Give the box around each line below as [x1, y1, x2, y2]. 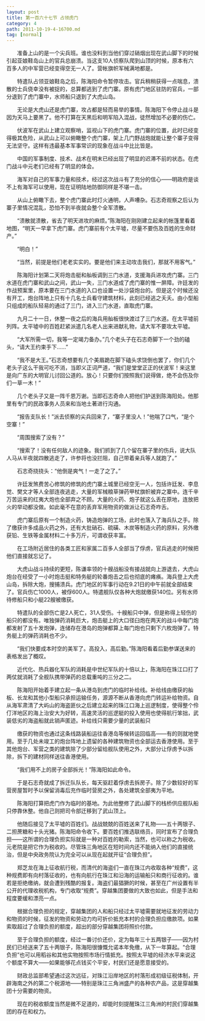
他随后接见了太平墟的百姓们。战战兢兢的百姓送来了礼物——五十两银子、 [16, 820, 199, 827]
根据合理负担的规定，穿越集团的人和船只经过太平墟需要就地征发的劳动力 [16, 908, 199, 915]
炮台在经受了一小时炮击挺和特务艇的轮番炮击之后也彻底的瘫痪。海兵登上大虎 [6, 573, 199, 581]
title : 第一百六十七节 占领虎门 [6, 15, 79, 21]
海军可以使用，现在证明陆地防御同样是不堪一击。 [22, 183, 145, 190]
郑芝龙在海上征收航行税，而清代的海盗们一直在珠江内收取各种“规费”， [16, 864, 193, 872]
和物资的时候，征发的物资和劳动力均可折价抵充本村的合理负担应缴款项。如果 [6, 915, 199, 922]
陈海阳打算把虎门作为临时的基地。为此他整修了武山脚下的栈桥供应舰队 [16, 800, 193, 807]
